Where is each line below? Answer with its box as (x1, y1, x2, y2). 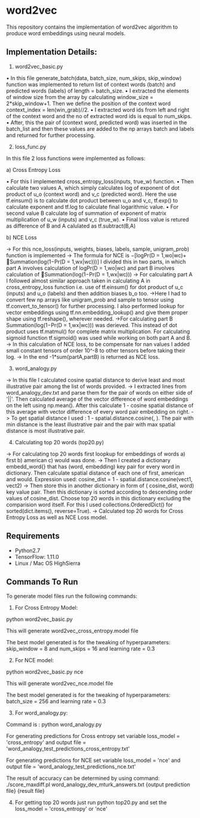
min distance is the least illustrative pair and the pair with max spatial (6, 420, 176, 428)
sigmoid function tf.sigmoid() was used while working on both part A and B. (6, 334, 192, 341)
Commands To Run (6, 577, 79, 587)
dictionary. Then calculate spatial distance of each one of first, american (6, 469, 184, 476)
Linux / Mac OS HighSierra (14, 559, 81, 567)
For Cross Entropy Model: (14, 604, 78, 611)
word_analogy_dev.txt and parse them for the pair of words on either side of (6, 389, 193, 396)
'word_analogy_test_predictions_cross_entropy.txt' (6, 745, 130, 752)
